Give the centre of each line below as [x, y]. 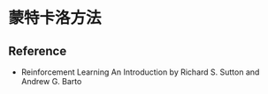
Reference [38, 51]
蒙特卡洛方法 [55, 18]
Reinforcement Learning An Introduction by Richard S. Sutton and [140, 72]
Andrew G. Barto [51, 81]
